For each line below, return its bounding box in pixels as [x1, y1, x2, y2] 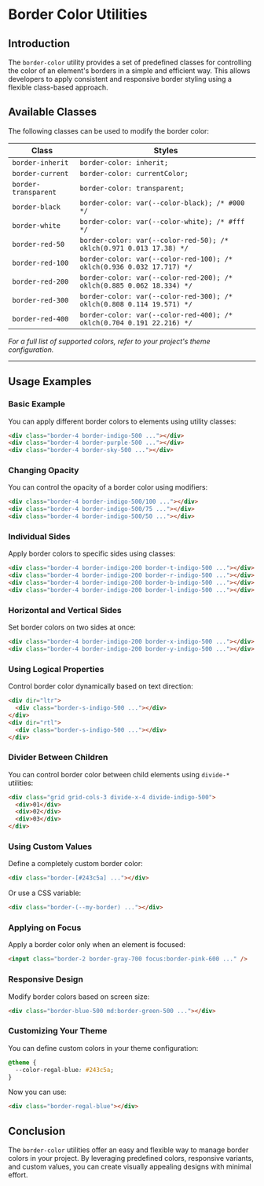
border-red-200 [12, 277, 69, 286]
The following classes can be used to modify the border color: [8, 126, 210, 135]
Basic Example [8, 398, 65, 409]
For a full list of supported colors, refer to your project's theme [8, 336, 211, 346]
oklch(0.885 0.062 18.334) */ [79, 281, 192, 290]
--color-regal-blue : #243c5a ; [15, 1066, 114, 1074]
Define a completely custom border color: [8, 859, 143, 868]
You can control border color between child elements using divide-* [8, 769, 230, 779]
